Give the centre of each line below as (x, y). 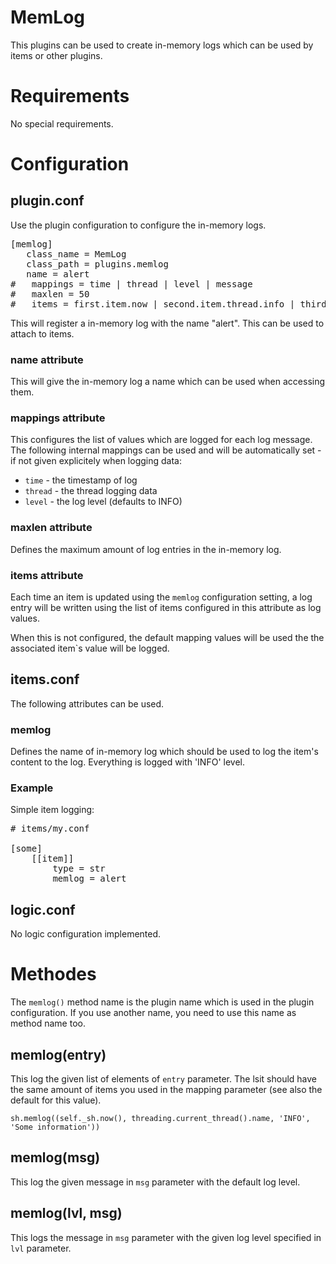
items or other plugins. (56, 55)
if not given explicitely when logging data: (96, 461)
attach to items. (42, 333)
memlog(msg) (55, 1157)
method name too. (48, 1023)
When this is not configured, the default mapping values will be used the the (167, 638)
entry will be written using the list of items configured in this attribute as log (166, 608)
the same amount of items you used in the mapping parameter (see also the (166, 1090)
